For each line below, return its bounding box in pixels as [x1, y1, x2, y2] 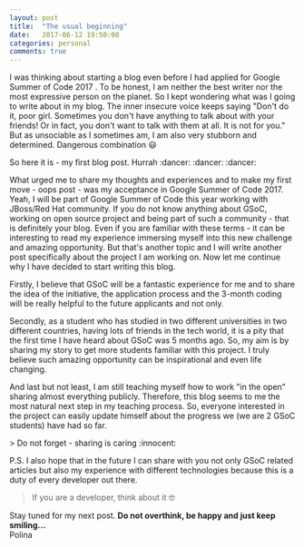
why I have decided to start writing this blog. [9, 261, 176, 272]
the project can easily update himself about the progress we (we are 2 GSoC [9, 410, 296, 422]
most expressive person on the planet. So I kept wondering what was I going [9, 92, 296, 103]
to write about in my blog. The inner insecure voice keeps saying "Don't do [9, 101, 289, 112]
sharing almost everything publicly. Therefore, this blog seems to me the [9, 391, 281, 402]
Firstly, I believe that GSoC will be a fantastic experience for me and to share [9, 278, 295, 290]
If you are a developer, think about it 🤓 [31, 492, 175, 503]
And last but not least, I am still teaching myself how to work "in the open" [9, 382, 286, 393]
